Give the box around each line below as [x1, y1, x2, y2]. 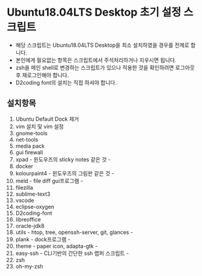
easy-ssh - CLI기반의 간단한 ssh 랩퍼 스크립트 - [15, 250, 129, 257]
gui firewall [15, 148, 43, 156]
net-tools [15, 136, 38, 143]
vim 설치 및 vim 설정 [15, 122, 64, 130]
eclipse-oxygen [15, 203, 55, 210]
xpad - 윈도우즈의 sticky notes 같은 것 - [15, 155, 111, 163]
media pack [15, 142, 45, 149]
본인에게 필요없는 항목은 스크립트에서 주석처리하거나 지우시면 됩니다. [15, 56, 177, 64]
